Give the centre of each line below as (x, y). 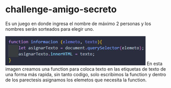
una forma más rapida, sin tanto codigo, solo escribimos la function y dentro (86, 74)
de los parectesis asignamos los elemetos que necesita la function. (76, 80)
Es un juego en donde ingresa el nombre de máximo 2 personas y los (78, 24)
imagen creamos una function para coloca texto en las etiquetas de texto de (86, 69)
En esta (155, 63)
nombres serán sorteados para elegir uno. (50, 29)
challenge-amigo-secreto (61, 9)
